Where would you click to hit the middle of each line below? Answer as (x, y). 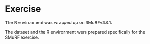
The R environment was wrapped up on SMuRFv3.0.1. (59, 22)
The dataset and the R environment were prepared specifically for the (75, 32)
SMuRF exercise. (22, 37)
